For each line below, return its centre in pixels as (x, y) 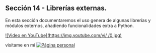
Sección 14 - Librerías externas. (56, 8)
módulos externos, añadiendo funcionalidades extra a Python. (70, 25)
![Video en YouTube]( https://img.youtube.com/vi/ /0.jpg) (63, 35)
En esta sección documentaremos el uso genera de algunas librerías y (78, 20)
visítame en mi (20, 45)
